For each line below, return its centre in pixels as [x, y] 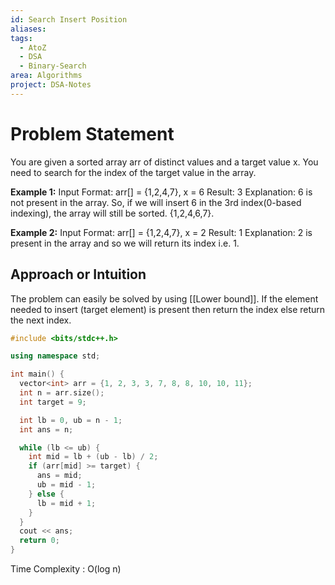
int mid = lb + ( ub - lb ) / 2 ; [93, 457]
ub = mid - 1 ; [66, 485]
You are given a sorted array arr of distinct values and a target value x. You [164, 162]
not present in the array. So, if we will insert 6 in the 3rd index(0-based [156, 202]
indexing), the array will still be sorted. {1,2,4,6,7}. [112, 213]
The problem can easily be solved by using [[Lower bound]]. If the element [164, 298]
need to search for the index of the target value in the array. [133, 172]
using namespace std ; [55, 356]
